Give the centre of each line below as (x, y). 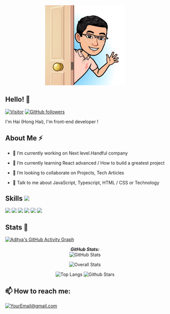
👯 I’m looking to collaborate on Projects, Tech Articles (68, 173)
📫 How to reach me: (38, 291)
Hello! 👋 (18, 99)
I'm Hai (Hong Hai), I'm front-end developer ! (52, 121)
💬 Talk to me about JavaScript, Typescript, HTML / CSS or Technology (86, 182)
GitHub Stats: (85, 249)
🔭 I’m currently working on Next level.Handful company (70, 153)
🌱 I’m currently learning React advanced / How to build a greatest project (89, 163)
